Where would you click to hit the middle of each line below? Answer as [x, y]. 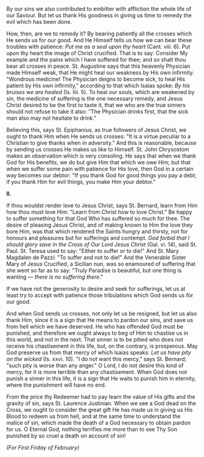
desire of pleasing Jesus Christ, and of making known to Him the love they [100, 225]
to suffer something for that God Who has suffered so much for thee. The [98, 218]
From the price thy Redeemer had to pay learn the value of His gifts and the [101, 397]
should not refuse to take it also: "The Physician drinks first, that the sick [97, 112]
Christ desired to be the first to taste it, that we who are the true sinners [96, 105]
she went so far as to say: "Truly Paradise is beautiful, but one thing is [94, 270]
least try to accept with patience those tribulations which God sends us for [100, 295]
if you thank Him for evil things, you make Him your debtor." [81, 182]
